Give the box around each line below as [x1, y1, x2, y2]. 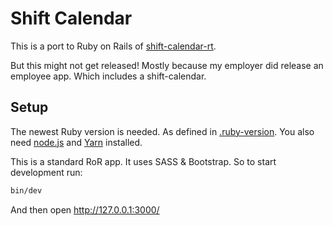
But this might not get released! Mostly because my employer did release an [10, 59, 324, 71]
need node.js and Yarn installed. [10, 136, 143, 148]
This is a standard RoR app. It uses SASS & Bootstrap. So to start [10, 155, 277, 167]
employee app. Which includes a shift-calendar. [10, 70, 207, 82]
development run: [10, 166, 83, 178]
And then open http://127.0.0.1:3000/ [10, 203, 160, 216]
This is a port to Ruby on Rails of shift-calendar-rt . [10, 40, 217, 52]
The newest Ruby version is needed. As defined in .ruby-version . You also [10, 125, 315, 137]
